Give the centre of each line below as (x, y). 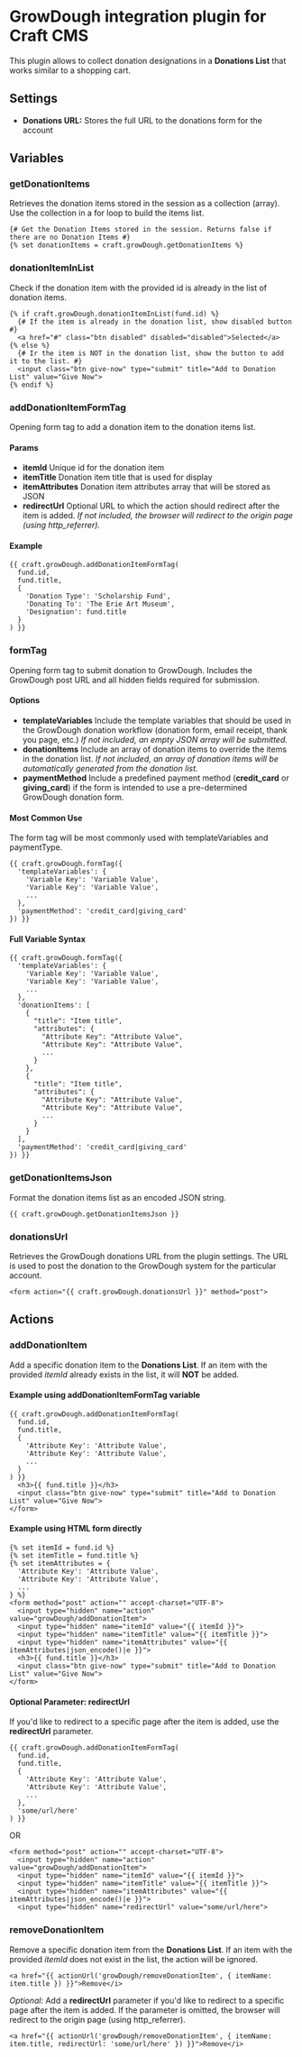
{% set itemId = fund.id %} (62, 1548)
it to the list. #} (46, 361)
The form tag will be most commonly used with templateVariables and (139, 838)
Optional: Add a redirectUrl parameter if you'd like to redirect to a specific (147, 2000)
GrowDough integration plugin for (138, 17)
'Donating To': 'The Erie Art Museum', (101, 604)
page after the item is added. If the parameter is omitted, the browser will (145, 2010)
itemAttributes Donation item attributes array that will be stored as (146, 487)
